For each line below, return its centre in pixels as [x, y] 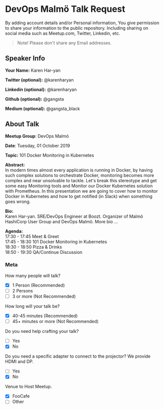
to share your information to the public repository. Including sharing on [77, 28]
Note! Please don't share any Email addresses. [64, 42]
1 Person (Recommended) [38, 285]
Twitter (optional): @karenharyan [39, 80]
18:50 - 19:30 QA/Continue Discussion [44, 252]
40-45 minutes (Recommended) [45, 316]
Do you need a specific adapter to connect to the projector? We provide [78, 356]
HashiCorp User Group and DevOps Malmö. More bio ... [62, 221]
